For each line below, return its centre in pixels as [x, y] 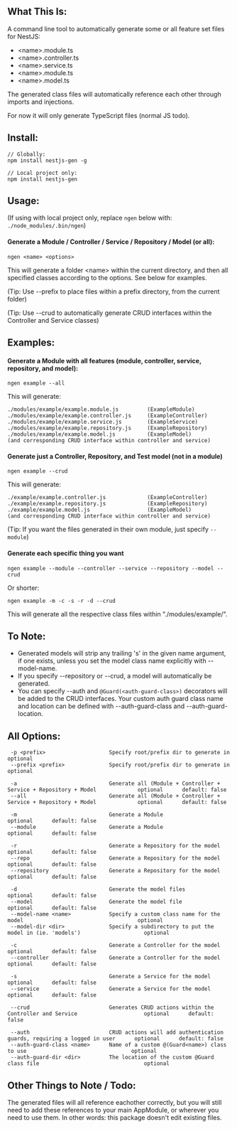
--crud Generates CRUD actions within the [112, 1008]
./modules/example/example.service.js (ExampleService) [103, 422]
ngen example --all [36, 383]
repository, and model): [43, 368]
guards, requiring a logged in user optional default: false [115, 1039]
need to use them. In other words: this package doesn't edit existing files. [115, 1118]
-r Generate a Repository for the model [115, 846]
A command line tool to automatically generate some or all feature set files [116, 28]
